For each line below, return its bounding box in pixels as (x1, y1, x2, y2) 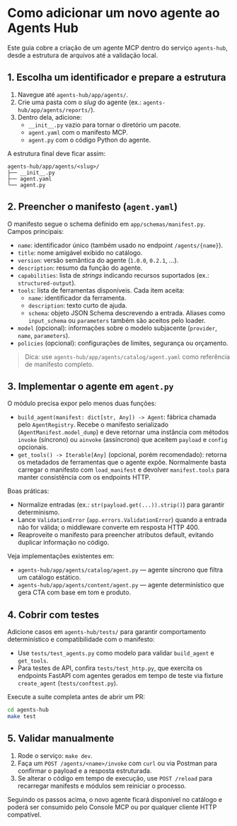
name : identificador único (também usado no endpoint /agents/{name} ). (17, 241, 224, 249)
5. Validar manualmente (7, 732, 115, 745)
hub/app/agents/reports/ (17, 106, 91, 114)
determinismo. (17, 508, 60, 516)
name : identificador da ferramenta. (28, 293, 127, 302)
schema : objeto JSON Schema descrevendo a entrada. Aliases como (28, 308, 226, 317)
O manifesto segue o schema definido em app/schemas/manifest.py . (7, 220, 206, 228)
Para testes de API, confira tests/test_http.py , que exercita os (17, 664, 203, 672)
